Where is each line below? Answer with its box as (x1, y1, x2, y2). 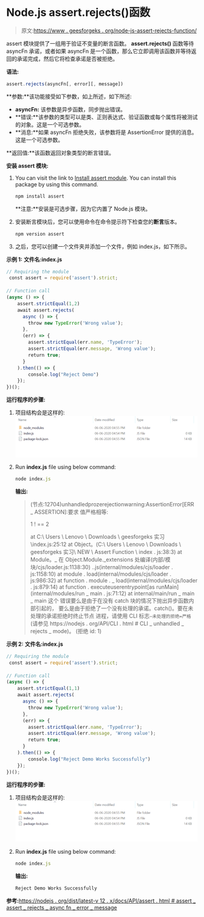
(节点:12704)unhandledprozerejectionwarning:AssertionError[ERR (30, 500, 194, 508)
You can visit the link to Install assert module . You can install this (15, 174, 177, 182)
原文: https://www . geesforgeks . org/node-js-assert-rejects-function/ (21, 27, 197, 34)
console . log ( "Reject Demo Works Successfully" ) (28, 756, 151, 762)
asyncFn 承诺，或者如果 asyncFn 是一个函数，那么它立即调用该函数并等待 (6, 47, 191, 55)
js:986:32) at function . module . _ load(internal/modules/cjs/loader (30, 576, 198, 584)
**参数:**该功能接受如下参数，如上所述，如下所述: (6, 93, 132, 100)
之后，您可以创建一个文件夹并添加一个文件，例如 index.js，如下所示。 (15, 243, 191, 250)
